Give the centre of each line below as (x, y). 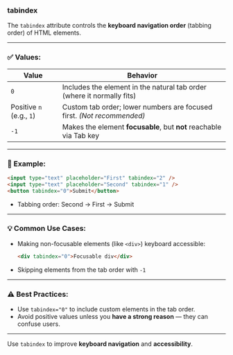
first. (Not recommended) (104, 115)
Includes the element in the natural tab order (134, 87)
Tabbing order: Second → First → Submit (76, 204)
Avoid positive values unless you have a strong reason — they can (113, 316)
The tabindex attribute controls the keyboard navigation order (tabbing (109, 26)
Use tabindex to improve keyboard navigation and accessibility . (100, 344)
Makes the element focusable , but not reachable (142, 127)
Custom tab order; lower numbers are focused (137, 107)
